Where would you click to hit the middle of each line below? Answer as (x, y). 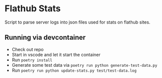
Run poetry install (32, 60)
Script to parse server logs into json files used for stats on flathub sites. (78, 22)
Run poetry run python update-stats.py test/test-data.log (74, 70)
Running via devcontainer (45, 38)
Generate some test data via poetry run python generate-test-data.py (84, 65)
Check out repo (28, 49)
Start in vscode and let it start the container (56, 54)
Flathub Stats (33, 9)
